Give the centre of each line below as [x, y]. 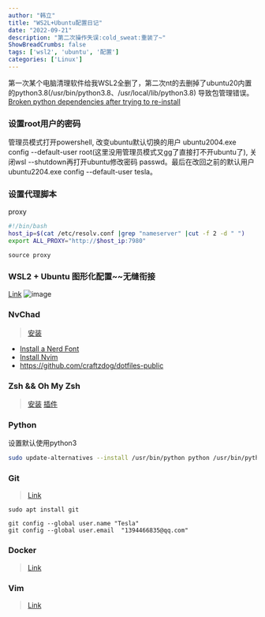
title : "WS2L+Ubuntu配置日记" [55, 23]
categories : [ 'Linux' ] [45, 60]
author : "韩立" [32, 15]
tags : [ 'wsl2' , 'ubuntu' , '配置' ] [64, 52]
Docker [22, 551]
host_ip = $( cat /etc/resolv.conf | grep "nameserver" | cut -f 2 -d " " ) [127, 234]
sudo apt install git [44, 510]
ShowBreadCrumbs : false [47, 45]
